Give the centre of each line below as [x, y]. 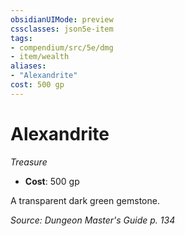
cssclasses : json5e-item [62, 29]
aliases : [28, 66]
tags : [21, 38]
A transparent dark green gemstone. [85, 200]
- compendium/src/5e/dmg [62, 47]
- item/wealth [40, 57]
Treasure [29, 162]
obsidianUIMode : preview [62, 19]
